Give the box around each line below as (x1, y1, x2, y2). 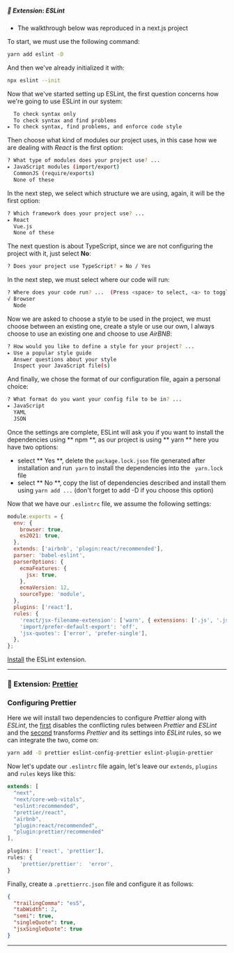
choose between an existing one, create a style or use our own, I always (7, 322, 214, 330)
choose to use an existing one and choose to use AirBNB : (7, 329, 173, 338)
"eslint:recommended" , (13, 802, 79, 809)
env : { (13, 519, 33, 527)
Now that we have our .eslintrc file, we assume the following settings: (7, 500, 212, 508)
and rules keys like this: (7, 770, 76, 778)
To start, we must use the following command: (7, 37, 141, 45)
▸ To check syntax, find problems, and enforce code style (7, 123, 182, 130)
